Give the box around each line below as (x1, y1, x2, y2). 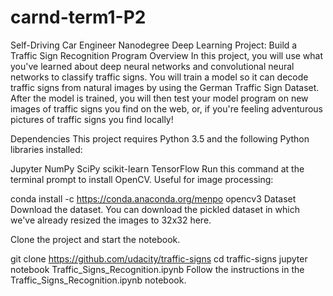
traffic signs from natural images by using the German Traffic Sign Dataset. (10, 81, 320, 93)
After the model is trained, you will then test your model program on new (10, 92, 309, 104)
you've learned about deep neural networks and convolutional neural (10, 60, 295, 72)
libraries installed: (10, 143, 83, 155)
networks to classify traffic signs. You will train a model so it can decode (10, 71, 309, 83)
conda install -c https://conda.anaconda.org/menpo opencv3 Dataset (10, 192, 297, 205)
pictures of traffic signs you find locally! (10, 113, 174, 125)
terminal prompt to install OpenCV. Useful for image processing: (10, 173, 274, 185)
